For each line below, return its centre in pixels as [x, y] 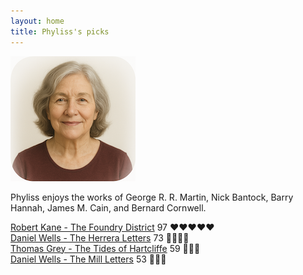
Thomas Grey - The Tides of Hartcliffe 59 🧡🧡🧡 [105, 248]
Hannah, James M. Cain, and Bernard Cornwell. [108, 207]
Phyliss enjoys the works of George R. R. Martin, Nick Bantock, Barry [152, 197]
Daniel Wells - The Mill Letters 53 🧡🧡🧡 [88, 259]
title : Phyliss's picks [60, 31]
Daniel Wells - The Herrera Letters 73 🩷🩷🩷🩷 [100, 237]
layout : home [37, 21]
